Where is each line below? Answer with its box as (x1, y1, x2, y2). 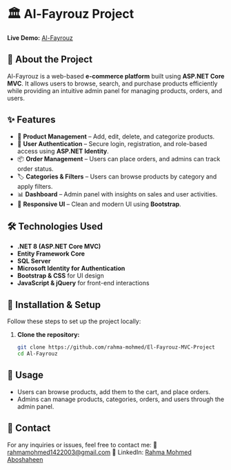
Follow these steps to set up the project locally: (7, 317, 141, 325)
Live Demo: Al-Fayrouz (7, 33, 74, 42)
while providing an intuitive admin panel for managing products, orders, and (7, 86, 223, 94)
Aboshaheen (7, 455, 43, 463)
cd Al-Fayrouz (17, 350, 58, 358)
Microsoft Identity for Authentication (17, 264, 125, 273)
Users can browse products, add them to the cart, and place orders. (17, 387, 211, 396)
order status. (17, 164, 54, 173)
